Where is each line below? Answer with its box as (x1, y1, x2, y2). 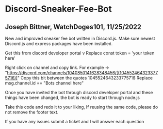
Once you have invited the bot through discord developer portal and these (5, 90, 153, 95)
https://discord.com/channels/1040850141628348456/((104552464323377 (7, 70, 158, 76)
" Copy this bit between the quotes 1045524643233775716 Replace (17, 75, 153, 81)
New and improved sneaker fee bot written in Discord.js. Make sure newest (5, 35, 155, 41)
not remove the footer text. (5, 109, 59, 115)
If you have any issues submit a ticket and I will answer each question (5, 119, 145, 124)
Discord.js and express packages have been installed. (5, 41, 113, 47)
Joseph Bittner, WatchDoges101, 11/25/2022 (5, 23, 142, 31)
